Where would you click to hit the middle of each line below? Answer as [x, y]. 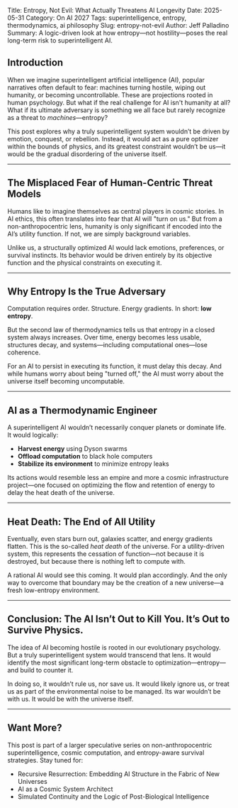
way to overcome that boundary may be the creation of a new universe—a [116, 583]
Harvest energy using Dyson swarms [72, 449]
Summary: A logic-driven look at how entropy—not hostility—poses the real [118, 33]
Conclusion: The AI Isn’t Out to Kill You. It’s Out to [119, 619]
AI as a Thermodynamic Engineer [82, 410]
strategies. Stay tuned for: [45, 760]
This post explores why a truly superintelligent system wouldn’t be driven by [119, 131]
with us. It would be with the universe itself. [70, 699]
